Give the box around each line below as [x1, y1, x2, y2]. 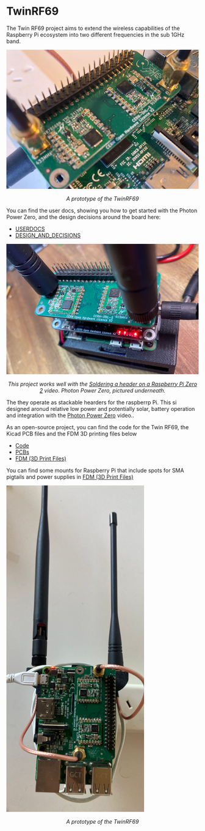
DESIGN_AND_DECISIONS [15, 232, 81, 239]
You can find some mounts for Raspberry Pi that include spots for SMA [6, 467, 184, 474]
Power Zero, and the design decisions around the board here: [6, 213, 161, 221]
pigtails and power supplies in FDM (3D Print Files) [6, 473, 134, 481]
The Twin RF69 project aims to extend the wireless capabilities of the [6, 24, 180, 32]
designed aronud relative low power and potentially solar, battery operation [6, 405, 195, 412]
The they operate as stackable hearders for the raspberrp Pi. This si [6, 399, 177, 406]
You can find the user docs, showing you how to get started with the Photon [6, 207, 198, 215]
